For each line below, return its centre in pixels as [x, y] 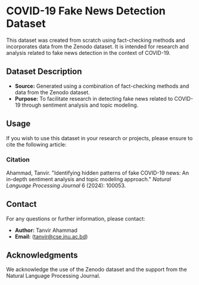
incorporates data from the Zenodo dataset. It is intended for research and [97, 47]
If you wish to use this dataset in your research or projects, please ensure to [99, 138]
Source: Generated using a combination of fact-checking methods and [102, 86]
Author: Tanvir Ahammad [46, 230]
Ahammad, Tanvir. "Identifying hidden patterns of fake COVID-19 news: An [98, 173]
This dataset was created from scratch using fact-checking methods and [96, 40]
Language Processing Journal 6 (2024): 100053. [66, 185]
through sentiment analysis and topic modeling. [80, 105]
